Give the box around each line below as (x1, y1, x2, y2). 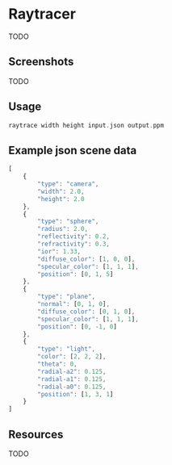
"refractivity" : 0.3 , (37, 240, 111, 248)
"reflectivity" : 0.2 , (37, 232, 111, 241)
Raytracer (8, 5, 77, 23)
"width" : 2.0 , (37, 187, 85, 195)
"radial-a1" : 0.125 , (37, 375, 107, 383)
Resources (8, 427, 64, 441)
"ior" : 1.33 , (37, 247, 82, 255)
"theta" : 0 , (37, 360, 78, 368)
